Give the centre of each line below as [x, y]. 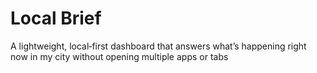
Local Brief [56, 18]
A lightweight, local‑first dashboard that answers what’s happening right [158, 46]
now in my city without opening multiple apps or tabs [119, 56]
